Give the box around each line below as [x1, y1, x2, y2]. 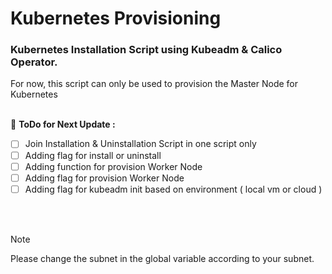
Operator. [10, 55, 58, 69]
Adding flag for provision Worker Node [24, 172, 185, 184]
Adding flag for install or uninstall [24, 149, 162, 161]
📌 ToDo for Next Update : [10, 118, 116, 131]
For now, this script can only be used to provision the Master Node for [10, 78, 298, 90]
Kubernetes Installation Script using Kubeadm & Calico [10, 43, 283, 57]
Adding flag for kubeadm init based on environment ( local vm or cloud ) [24, 183, 323, 195]
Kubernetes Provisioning [10, 7, 222, 30]
